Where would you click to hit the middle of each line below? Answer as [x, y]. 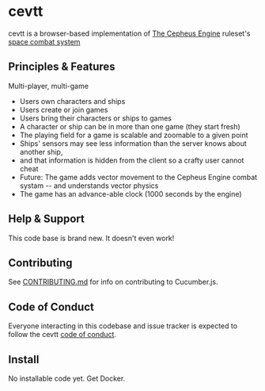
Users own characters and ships [72, 101]
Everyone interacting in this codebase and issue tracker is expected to [123, 326]
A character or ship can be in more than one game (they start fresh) [130, 126]
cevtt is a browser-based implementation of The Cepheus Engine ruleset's [129, 33]
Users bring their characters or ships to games [96, 118]
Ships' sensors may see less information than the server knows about [133, 143]
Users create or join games [64, 109]
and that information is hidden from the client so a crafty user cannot [132, 160]
